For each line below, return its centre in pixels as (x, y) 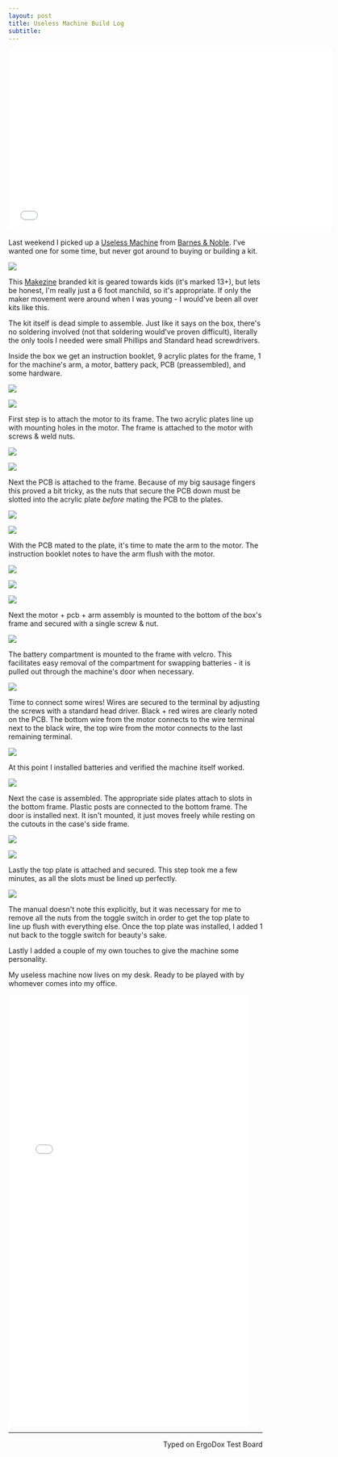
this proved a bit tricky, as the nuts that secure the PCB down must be (124, 491)
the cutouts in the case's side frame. (69, 824)
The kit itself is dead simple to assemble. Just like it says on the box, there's (134, 323)
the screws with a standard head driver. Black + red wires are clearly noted (133, 711)
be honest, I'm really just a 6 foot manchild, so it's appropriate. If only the (130, 291)
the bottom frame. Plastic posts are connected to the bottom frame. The (128, 807)
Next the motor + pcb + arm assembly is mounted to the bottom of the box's (135, 615)
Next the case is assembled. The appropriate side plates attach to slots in (130, 798)
